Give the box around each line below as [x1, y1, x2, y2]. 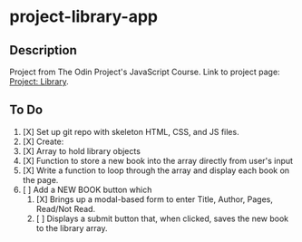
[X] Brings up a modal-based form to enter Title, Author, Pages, [35, 193, 274, 205]
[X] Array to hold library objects [22, 145, 141, 156]
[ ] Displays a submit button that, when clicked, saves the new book [35, 213, 289, 224]
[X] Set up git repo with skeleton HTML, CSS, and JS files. [22, 126, 239, 137]
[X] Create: [22, 136, 64, 147]
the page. [22, 174, 59, 185]
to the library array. [35, 222, 108, 233]
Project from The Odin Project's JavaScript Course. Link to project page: [9, 66, 280, 77]
